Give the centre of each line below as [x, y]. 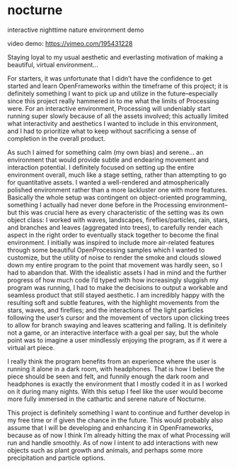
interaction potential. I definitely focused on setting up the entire [101, 167]
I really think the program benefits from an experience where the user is [112, 361]
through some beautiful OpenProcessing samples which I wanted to [106, 250]
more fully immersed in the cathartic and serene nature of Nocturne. [107, 399]
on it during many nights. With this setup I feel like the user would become [115, 391]
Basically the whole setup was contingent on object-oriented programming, [117, 197]
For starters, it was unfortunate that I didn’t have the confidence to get [110, 78]
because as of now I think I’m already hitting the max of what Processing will [119, 435]
